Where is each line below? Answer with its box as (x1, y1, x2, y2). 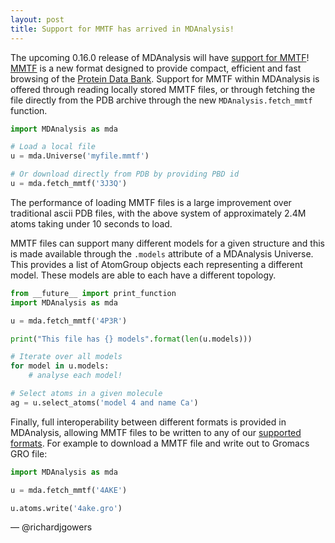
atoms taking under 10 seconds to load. (10, 217, 173, 230)
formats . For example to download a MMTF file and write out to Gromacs (10, 437, 310, 449)
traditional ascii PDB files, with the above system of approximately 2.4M (10, 207, 307, 219)
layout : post (10, 14, 65, 25)
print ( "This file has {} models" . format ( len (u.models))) (10, 334, 253, 344)
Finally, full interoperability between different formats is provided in (10, 416, 287, 428)
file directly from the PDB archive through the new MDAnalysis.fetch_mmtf (10, 94, 313, 106)
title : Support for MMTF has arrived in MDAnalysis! (10, 24, 235, 34)
